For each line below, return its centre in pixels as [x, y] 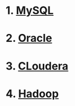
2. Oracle [29, 38]
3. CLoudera [37, 66]
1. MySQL [30, 11]
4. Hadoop [32, 94]
